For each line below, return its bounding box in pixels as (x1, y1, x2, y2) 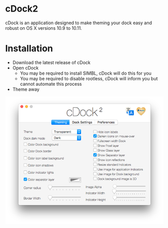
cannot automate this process (20, 81, 82, 87)
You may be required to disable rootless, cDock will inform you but (20, 75, 158, 81)
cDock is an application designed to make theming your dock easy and (5, 20, 152, 26)
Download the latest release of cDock (12, 59, 91, 66)
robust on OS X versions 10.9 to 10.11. (5, 25, 82, 31)
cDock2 (5, 3, 39, 15)
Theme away (12, 86, 40, 92)
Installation (5, 43, 53, 54)
